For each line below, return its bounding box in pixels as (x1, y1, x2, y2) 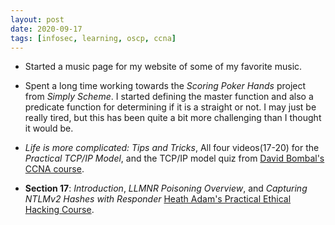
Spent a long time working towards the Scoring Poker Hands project (24, 80, 307, 92)
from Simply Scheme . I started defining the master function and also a (24, 91, 314, 103)
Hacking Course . (24, 204, 95, 216)
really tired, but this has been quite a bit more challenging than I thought (24, 112, 322, 124)
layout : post (10, 14, 65, 25)
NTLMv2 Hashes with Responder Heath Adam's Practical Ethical (24, 193, 292, 205)
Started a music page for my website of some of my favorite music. (24, 61, 303, 73)
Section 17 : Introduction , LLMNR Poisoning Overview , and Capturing (24, 182, 308, 195)
